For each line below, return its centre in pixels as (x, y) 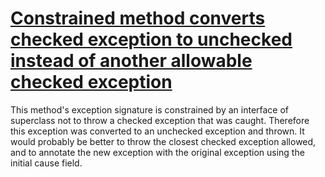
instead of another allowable (131, 61)
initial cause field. (46, 163)
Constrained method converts (138, 18)
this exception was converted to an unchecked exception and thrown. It (157, 131)
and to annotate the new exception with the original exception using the (157, 152)
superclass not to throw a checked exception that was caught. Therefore (160, 120)
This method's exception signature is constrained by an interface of (150, 109)
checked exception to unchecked (151, 39)
